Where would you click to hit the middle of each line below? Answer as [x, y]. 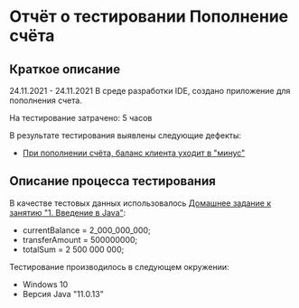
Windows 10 [45, 284]
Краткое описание [65, 69]
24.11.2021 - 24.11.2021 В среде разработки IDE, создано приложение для [150, 91]
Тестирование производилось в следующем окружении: [119, 266]
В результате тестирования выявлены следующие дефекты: [126, 135]
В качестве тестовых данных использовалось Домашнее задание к [140, 203]
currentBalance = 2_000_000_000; [86, 230]
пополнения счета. [46, 100]
